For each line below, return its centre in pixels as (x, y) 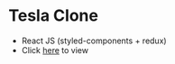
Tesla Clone (53, 16)
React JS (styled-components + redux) (94, 41)
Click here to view (55, 50)
